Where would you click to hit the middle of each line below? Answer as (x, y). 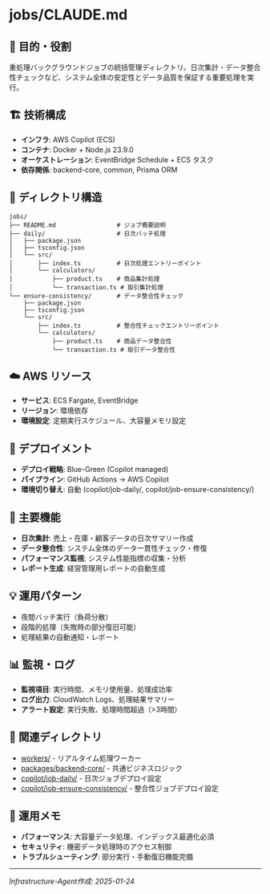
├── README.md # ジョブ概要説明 (88, 225)
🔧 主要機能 (35, 517)
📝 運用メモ (35, 816)
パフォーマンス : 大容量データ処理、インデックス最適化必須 (117, 837)
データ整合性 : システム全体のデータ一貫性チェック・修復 (114, 548)
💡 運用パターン (46, 596)
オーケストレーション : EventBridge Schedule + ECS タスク (117, 159)
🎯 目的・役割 (40, 46)
